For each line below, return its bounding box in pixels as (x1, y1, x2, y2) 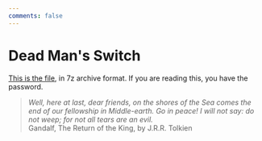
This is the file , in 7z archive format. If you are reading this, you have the (8, 73, 248, 83)
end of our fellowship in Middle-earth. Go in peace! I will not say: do (27, 106, 255, 115)
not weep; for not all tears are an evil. (27, 114, 153, 124)
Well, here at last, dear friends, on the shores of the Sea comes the (27, 97, 252, 107)
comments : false (8, 11, 63, 20)
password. (8, 81, 44, 91)
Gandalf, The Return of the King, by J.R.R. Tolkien (27, 122, 193, 133)
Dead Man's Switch (8, 46, 141, 64)
